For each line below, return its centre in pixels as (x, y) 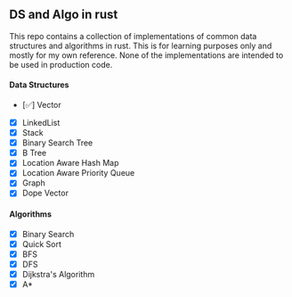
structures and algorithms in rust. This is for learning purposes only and (141, 45)
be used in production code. (61, 64)
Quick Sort (42, 243)
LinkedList (41, 123)
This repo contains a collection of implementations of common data (133, 36)
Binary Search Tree (57, 143)
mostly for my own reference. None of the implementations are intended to (146, 55)
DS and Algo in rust (64, 15)
